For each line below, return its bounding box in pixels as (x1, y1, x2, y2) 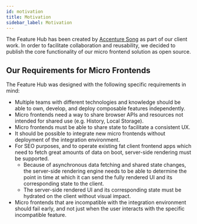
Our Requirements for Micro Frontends (6, 65, 151, 75)
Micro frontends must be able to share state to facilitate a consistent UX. (14, 124, 191, 131)
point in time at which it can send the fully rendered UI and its (23, 174, 172, 181)
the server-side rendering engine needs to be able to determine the (23, 167, 187, 174)
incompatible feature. (14, 212, 66, 219)
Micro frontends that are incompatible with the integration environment (14, 199, 186, 206)
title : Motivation (6, 14, 51, 20)
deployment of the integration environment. (14, 136, 121, 143)
